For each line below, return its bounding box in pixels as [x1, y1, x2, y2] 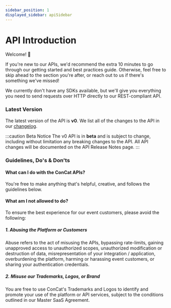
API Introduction [5, 34, 77, 46]
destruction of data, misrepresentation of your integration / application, [5, 251, 156, 257]
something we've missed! [5, 78, 60, 84]
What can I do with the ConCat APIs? [5, 169, 86, 176]
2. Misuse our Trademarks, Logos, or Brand [5, 273, 100, 279]
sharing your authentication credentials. [5, 261, 90, 267]
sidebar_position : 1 [5, 7, 50, 13]
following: [5, 215, 26, 221]
